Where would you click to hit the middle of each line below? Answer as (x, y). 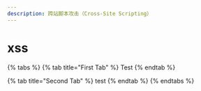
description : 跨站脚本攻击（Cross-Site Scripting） (80, 14)
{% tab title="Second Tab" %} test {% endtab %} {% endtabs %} (101, 81)
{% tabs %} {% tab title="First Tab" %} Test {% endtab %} (91, 67)
